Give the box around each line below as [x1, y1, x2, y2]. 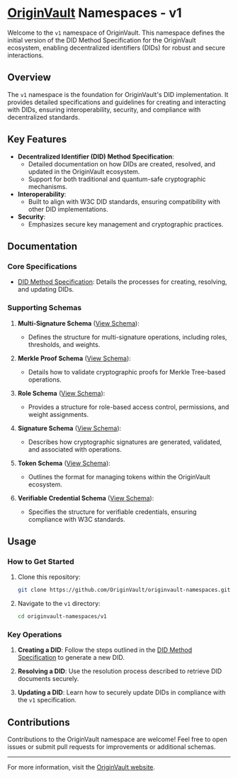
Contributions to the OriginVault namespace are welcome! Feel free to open [7, 735, 228, 744]
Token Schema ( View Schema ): [17, 459, 111, 467]
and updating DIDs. [17, 285, 74, 294]
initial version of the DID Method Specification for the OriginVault [7, 35, 196, 44]
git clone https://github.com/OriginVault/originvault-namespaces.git [17, 586, 231, 594]
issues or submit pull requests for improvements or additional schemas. [7, 743, 216, 751]
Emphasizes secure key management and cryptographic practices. [28, 219, 224, 228]
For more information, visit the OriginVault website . [7, 763, 156, 772]
